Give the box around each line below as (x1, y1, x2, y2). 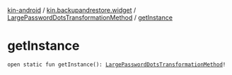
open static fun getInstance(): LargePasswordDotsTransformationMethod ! (7, 61, 226, 68)
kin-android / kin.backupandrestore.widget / (7, 6, 137, 14)
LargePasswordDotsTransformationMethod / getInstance (7, 13, 173, 22)
